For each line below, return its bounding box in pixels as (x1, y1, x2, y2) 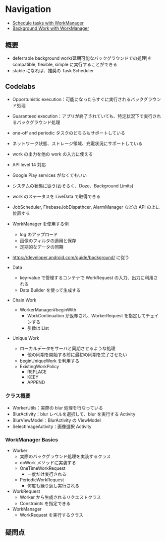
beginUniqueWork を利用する (19, 358, 80, 364)
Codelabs (5, 82, 36, 91)
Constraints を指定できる (19, 501, 71, 507)
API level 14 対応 (12, 161, 46, 167)
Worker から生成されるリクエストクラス (19, 494, 102, 500)
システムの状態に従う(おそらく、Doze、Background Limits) (12, 183, 134, 189)
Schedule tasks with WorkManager (12, 20, 84, 26)
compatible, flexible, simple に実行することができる (12, 61, 117, 67)
